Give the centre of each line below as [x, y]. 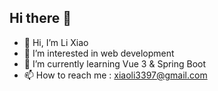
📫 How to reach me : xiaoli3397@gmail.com [115, 75]
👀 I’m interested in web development [99, 53]
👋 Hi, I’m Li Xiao [56, 42]
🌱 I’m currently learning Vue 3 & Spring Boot [115, 63]
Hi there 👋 [40, 18]
